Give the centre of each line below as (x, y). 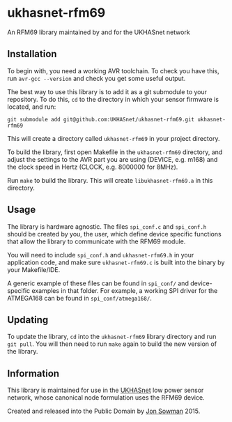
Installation (32, 54)
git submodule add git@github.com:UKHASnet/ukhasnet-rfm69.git (101, 119)
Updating (28, 320)
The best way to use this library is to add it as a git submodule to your (107, 91)
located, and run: (32, 107)
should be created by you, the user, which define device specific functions (114, 234)
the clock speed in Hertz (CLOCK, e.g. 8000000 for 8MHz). (93, 167)
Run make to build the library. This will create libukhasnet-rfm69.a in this (110, 180)
